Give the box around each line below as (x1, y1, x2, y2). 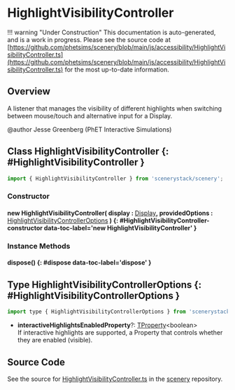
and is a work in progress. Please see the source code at (7, 35, 171, 43)
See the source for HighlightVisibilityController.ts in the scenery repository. (7, 375, 223, 383)
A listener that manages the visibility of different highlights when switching (7, 104, 222, 113)
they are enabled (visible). (17, 336, 93, 344)
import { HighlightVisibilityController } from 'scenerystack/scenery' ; (7, 175, 224, 182)
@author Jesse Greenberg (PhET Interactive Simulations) (7, 125, 172, 134)
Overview (7, 85, 51, 97)
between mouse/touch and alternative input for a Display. (7, 111, 173, 120)
